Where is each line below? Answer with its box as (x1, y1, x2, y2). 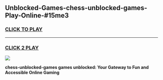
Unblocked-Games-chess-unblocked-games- (5, 4, 147, 12)
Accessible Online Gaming (5, 69, 60, 75)
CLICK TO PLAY (5, 26, 43, 33)
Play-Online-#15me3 (5, 12, 69, 20)
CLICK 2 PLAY (5, 44, 39, 51)
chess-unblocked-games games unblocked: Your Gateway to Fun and (5, 64, 149, 70)
